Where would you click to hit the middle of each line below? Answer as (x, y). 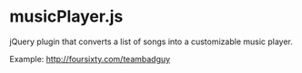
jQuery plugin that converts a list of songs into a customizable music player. (151, 41)
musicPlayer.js (66, 17)
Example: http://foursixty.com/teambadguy (90, 59)
